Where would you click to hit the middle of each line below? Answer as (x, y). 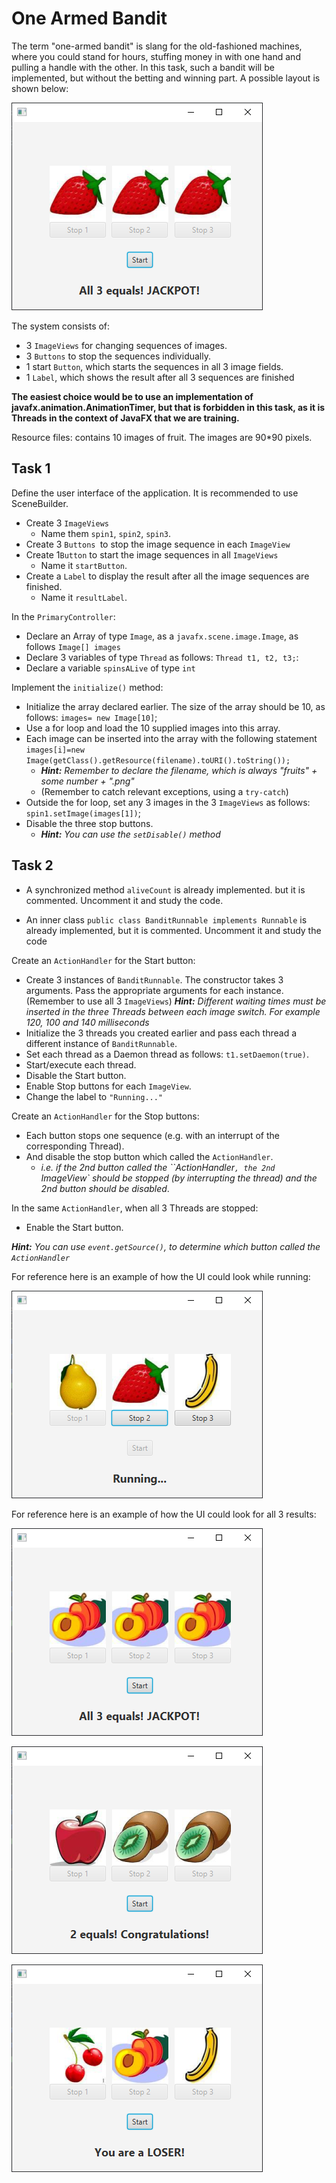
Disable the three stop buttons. (89, 823)
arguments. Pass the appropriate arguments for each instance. (154, 990)
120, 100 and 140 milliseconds (87, 1022)
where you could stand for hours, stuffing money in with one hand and (156, 56)
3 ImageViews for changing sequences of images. (126, 345)
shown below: (40, 88)
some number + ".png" (87, 781)
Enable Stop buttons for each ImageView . (108, 1086)
